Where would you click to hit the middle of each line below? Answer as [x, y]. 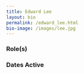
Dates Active [25, 65]
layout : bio [21, 17]
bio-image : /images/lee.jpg [41, 28]
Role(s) [17, 49]
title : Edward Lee [29, 12]
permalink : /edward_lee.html [42, 23]
